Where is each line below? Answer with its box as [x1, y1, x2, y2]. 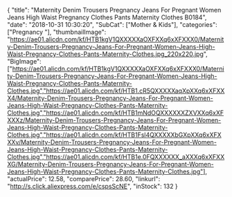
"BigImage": [7, 57, 42, 65]
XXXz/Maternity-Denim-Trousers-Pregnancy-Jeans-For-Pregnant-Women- [7, 116, 222, 124]
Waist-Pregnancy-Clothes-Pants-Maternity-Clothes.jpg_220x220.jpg [7, 50, 204, 58]
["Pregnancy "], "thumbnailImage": [7, 28, 107, 36]
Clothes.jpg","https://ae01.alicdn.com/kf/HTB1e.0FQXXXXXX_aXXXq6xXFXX [7, 153, 225, 161]
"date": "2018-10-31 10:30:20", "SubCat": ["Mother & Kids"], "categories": [7, 21, 217, 28]
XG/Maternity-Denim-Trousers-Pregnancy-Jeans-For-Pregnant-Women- [7, 160, 214, 168]
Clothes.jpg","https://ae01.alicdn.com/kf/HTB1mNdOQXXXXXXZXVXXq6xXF [7, 109, 224, 117]
